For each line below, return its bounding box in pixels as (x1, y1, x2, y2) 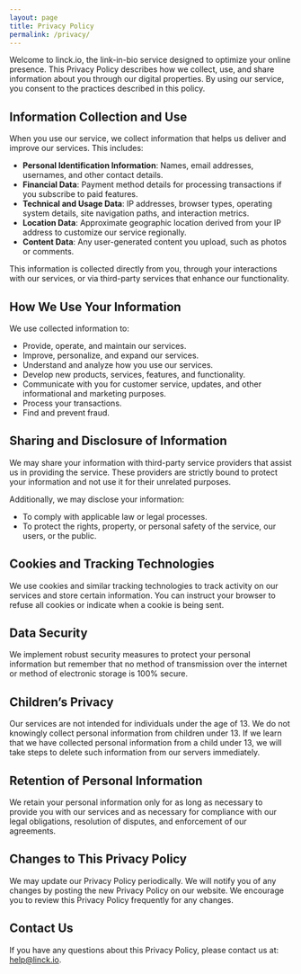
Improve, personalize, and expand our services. (22, 350, 199, 361)
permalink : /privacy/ (9, 30, 91, 39)
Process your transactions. (22, 398, 122, 408)
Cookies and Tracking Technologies (9, 557, 215, 572)
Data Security (9, 626, 88, 641)
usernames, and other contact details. (22, 170, 164, 181)
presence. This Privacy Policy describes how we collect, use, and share (9, 64, 275, 75)
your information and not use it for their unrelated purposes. (9, 476, 232, 487)
